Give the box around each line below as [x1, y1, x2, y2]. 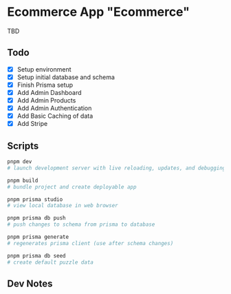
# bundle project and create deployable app [7, 183, 137, 190]
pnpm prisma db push [7, 215, 67, 222]
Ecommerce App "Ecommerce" [7, 4, 190, 20]
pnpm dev [7, 158, 32, 165]
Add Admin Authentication [16, 104, 92, 112]
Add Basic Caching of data [16, 112, 93, 120]
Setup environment [16, 65, 71, 73]
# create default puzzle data [7, 259, 94, 266]
